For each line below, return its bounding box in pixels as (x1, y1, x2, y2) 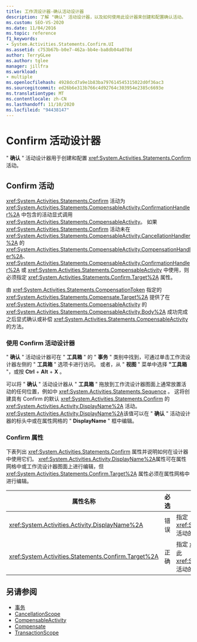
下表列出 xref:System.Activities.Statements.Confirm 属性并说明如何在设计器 (6, 448, 189, 455)
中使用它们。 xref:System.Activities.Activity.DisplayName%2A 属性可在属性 (6, 455, 186, 462)
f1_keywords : (6, 36, 38, 42)
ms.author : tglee (6, 58, 49, 63)
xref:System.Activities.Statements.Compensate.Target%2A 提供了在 (6, 294, 171, 301)
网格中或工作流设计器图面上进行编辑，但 (6, 462, 104, 470)
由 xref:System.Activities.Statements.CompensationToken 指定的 (6, 286, 162, 294)
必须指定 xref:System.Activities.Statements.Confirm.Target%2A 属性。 (6, 274, 176, 281)
